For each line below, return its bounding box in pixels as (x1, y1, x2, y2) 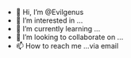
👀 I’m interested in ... (15, 16, 83, 25)
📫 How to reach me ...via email (15, 42, 119, 50)
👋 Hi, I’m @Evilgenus (15, 8, 84, 16)
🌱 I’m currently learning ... (15, 24, 101, 33)
